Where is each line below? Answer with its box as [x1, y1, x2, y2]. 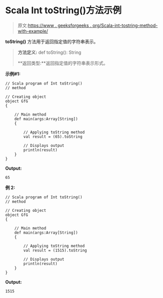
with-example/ [17, 28, 48, 34]
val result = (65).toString [23, 134, 83, 139]
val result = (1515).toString [23, 248, 87, 253]
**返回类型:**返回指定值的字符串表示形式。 [17, 60, 108, 66]
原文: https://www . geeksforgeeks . [17, 22, 92, 28]
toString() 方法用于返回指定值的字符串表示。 [5, 39, 99, 45]
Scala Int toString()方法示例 [5, 5, 122, 16]
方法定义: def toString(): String [17, 49, 81, 55]
